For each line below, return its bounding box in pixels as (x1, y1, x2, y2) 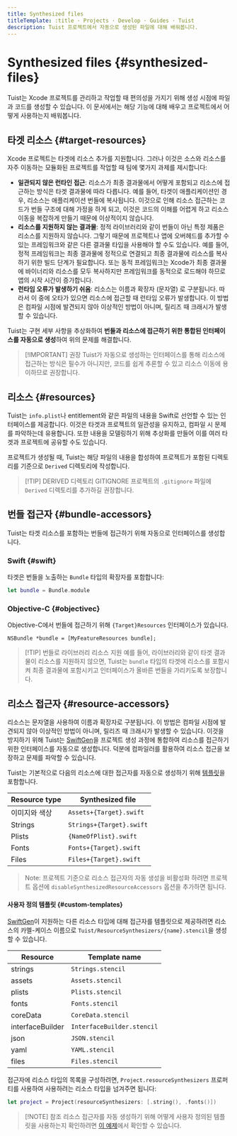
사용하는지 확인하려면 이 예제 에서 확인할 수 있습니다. (37, 1121, 182, 1130)
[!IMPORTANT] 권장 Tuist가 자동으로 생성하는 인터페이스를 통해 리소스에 (24, 351, 225, 359)
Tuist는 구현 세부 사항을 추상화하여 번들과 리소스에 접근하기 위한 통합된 (7, 327, 202, 335)
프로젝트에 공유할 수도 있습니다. (20, 437, 108, 446)
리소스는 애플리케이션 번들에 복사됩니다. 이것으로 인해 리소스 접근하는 (27, 196, 218, 204)
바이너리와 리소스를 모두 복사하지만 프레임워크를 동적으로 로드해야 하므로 (25, 267, 226, 275)
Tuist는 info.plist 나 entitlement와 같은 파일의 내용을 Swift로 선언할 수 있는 (7, 411, 219, 420)
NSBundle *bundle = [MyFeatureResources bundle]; (7, 635, 157, 643)
